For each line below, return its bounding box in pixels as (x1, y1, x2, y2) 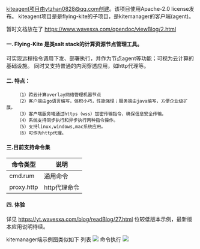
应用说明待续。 (11, 223, 49, 230)
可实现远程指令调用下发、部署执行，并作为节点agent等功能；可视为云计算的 (6, 55, 194, 62)
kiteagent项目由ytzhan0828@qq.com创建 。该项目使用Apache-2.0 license (6, 5, 189, 12)
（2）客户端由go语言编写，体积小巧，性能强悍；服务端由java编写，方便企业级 (17, 98, 184, 104)
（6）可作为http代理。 (17, 130, 67, 136)
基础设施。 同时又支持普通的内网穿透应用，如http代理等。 (6, 62, 149, 70)
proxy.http (9, 182, 38, 191)
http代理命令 (44, 183, 80, 191)
